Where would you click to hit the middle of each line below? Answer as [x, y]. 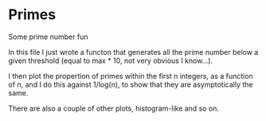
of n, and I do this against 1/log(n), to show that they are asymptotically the [131, 84]
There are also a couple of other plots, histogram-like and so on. [114, 108]
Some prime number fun [48, 37]
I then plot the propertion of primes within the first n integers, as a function [131, 76]
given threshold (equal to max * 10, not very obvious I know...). [111, 60]
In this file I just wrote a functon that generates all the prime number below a [133, 52]
